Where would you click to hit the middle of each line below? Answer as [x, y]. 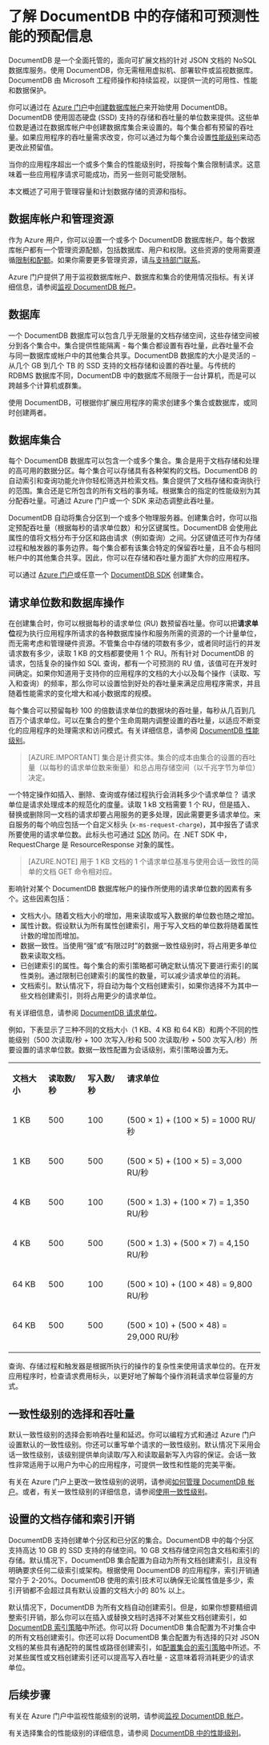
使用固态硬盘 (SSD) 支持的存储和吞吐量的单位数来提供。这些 [153, 117]
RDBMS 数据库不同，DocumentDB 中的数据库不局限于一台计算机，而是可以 [132, 375]
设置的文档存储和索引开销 [71, 1520]
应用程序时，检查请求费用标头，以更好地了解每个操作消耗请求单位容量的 [127, 1376]
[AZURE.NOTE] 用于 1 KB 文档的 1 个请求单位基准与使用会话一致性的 [140, 862]
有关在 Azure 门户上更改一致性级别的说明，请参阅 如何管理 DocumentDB [127, 1482]
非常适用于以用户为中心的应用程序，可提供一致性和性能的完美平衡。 [127, 1465]
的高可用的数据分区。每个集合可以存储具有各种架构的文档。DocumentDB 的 [133, 471]
